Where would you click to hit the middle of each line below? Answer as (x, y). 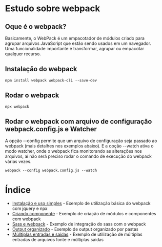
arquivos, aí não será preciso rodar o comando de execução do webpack (79, 156)
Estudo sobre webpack (53, 9)
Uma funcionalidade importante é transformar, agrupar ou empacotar (75, 49)
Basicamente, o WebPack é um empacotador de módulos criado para (75, 38)
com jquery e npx (30, 208)
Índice (18, 190)
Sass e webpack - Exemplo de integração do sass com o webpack (79, 224)
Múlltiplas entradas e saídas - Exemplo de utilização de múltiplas (77, 234)
